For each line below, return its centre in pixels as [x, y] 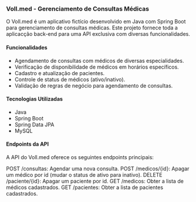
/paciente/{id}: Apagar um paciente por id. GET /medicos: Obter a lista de [95, 181]
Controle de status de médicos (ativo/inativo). [70, 79]
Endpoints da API [27, 144]
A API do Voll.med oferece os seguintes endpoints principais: [80, 157]
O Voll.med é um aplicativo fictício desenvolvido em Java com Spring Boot [96, 22]
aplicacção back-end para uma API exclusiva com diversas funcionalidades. [98, 34]
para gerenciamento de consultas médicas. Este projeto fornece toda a [92, 28]
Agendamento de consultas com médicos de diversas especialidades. [99, 60]
